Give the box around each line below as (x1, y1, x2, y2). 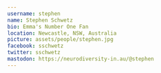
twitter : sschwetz (7, 49, 61, 56)
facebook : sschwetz (7, 42, 64, 49)
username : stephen (7, 10, 61, 17)
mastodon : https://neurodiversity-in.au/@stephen (7, 56, 155, 63)
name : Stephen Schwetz (7, 17, 73, 24)
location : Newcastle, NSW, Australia (7, 29, 117, 37)
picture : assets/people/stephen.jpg (7, 36, 114, 43)
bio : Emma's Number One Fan (7, 23, 89, 30)
